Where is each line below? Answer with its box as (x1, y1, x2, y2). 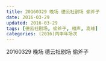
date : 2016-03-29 (6, 14, 50, 20)
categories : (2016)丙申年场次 (6, 31, 78, 37)
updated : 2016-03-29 (6, 20, 58, 26)
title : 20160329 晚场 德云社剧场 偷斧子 (6, 8, 100, 15)
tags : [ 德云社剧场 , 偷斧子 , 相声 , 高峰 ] (6, 25, 98, 32)
